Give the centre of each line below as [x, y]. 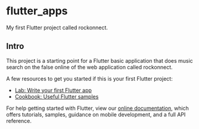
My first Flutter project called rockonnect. [57, 27]
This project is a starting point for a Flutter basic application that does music [100, 60]
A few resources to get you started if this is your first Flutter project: [89, 78]
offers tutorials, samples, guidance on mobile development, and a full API [96, 114]
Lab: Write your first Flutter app [53, 90]
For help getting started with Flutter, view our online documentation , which [98, 108]
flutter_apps [37, 11]
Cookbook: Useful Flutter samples [57, 96]
